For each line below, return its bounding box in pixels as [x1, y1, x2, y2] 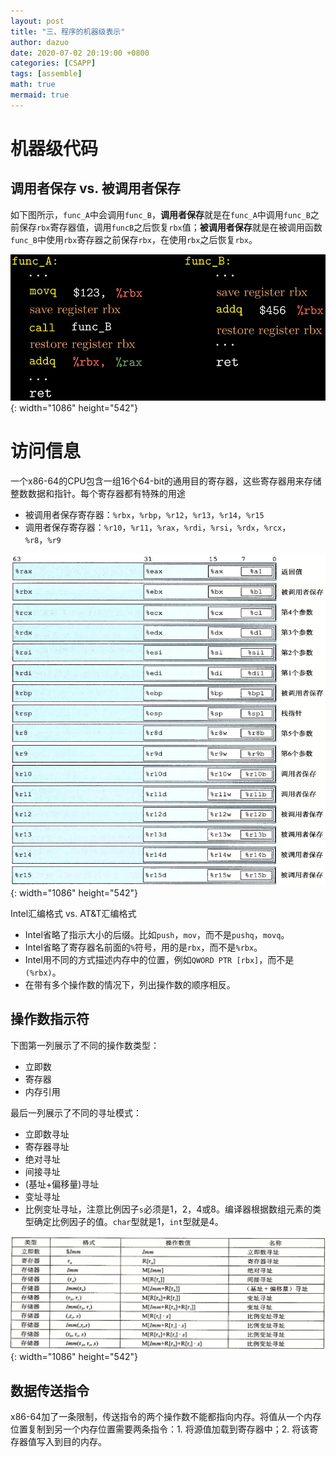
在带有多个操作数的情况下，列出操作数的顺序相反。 [24, 978, 236, 990]
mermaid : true [10, 90, 70, 100]
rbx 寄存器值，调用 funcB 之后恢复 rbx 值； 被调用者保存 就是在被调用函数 [36, 221, 323, 233]
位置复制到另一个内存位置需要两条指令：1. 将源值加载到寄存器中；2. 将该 [10, 1423, 310, 1435]
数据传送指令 [10, 1382, 90, 1399]
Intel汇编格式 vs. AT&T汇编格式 [10, 907, 137, 919]
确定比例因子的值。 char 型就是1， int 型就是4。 [33, 1215, 224, 1227]
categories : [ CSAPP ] [10, 58, 97, 69]
